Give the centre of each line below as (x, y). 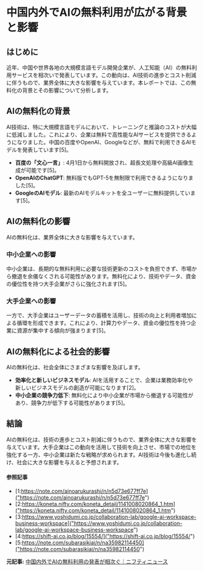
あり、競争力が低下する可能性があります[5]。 (72, 403)
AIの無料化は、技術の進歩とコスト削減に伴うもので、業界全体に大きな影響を (101, 439)
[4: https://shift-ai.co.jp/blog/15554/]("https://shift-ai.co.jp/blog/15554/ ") (105, 536)
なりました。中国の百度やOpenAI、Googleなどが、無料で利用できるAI (104, 142)
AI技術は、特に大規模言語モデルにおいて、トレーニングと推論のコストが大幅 (101, 127)
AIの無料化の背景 (38, 111)
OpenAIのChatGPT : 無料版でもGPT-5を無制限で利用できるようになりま (104, 178)
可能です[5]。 (43, 170)
